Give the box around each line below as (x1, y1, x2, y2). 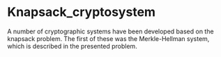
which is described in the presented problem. (7, 42, 137, 50)
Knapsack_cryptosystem (7, 4, 155, 20)
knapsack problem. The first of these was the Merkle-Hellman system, (7, 34, 210, 42)
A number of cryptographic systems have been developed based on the (7, 27, 214, 35)
